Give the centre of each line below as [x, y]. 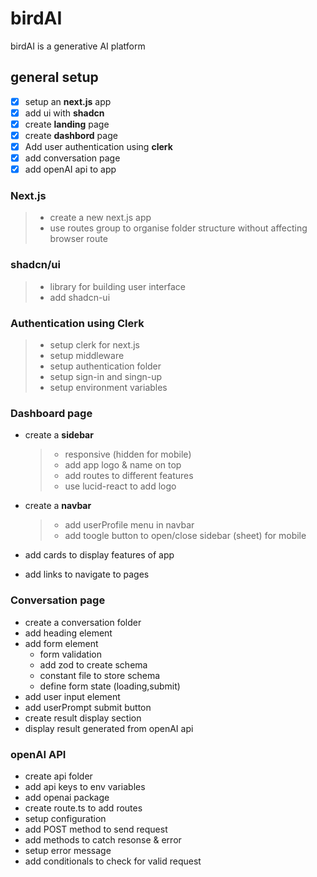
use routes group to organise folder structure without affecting [178, 228]
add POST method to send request [96, 829]
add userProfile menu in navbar [129, 525]
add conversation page [72, 158]
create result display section [83, 718]
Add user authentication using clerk [98, 146]
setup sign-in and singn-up [106, 377]
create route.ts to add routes [83, 808]
